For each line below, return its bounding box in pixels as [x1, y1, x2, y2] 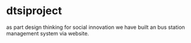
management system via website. [6, 29, 89, 37]
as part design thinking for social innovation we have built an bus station [6, 24, 185, 31]
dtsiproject [6, 4, 62, 18]
